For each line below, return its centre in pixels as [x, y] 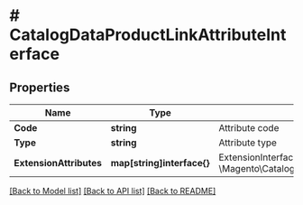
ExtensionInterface [259, 157]
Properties [40, 87]
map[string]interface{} [160, 163]
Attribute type [248, 143]
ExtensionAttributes [58, 163]
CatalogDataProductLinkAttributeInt [148, 35]
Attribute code [249, 128]
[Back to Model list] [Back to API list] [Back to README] [113, 191]
